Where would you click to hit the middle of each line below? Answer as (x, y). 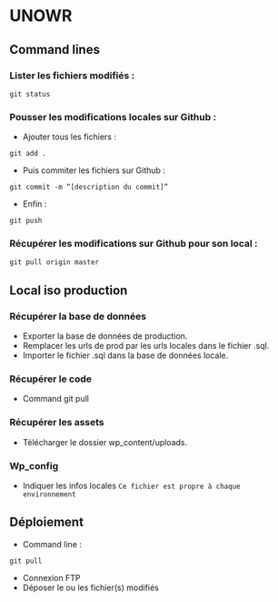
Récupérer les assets (57, 423)
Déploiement (47, 522)
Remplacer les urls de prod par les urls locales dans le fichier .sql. (146, 346)
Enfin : (35, 204)
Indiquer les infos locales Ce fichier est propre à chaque (131, 486)
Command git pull (55, 399)
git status (30, 94)
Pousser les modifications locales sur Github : (113, 117)
